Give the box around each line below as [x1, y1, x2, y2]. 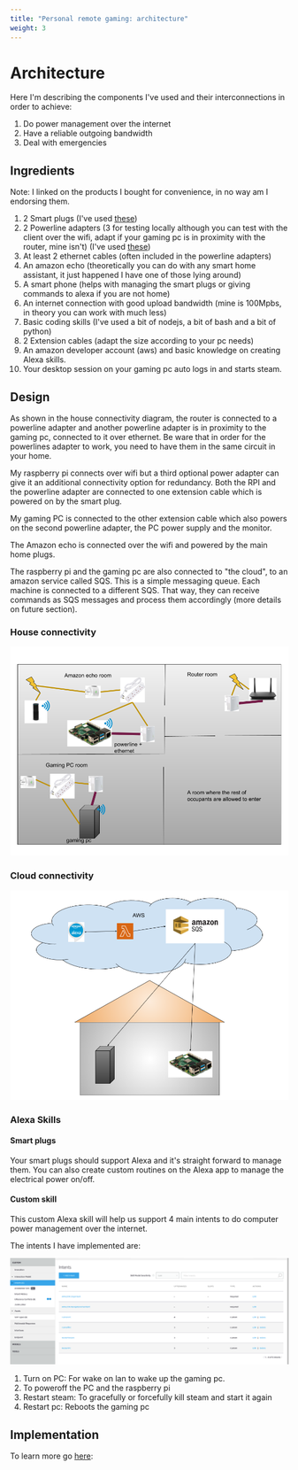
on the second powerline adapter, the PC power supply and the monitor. [10, 522, 272, 533]
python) [22, 326, 52, 337]
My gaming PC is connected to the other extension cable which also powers [10, 514, 287, 524]
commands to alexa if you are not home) [22, 289, 171, 299]
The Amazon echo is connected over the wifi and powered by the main [10, 540, 268, 551]
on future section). [10, 604, 78, 615]
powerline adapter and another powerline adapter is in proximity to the [10, 422, 267, 433]
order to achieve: [10, 102, 73, 112]
